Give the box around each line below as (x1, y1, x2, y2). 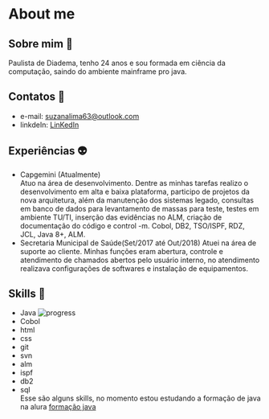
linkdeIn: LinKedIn (19, 120, 79, 129)
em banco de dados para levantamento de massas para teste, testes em (19, 203, 259, 213)
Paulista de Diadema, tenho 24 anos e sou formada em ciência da (8, 58, 226, 68)
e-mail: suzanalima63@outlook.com (19, 111, 140, 121)
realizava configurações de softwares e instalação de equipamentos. (19, 263, 249, 273)
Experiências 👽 (8, 144, 88, 158)
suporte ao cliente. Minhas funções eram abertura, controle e (19, 246, 223, 256)
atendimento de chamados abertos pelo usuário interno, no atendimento (19, 255, 260, 265)
